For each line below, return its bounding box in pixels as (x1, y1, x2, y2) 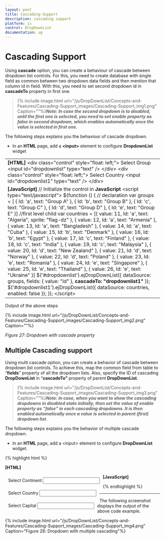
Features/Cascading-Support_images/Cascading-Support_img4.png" (5, 523, 146, 529)
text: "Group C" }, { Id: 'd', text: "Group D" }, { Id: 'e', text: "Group (7, 204, 155, 211)
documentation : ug (5, 30, 43, 35)
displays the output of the (97, 503, 149, 509)
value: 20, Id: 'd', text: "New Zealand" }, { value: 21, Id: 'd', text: (7, 247, 153, 254)
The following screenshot (99, 497, 151, 504)
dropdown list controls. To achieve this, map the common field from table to (5, 365, 159, 370)
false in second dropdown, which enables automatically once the (17, 118, 154, 124)
